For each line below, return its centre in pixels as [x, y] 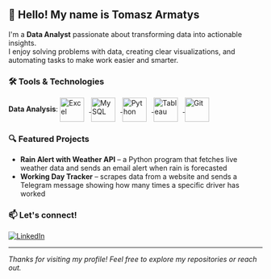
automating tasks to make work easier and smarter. [94, 60]
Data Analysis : [33, 109]
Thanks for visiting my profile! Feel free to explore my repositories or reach [133, 259]
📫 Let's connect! [43, 215]
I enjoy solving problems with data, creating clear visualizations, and [122, 51]
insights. [23, 43]
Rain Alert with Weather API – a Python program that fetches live [129, 160]
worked [33, 194]
